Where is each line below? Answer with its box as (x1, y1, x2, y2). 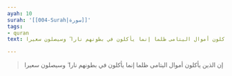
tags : (7, 23, 23, 30)
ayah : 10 (7, 10, 32, 17)
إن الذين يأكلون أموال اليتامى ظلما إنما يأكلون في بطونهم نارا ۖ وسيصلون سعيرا (23, 61, 224, 69)
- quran (7, 29, 30, 37)
